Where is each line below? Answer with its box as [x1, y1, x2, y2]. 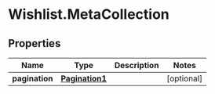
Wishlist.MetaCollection [8, 5, 170, 23]
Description [114, 60, 159, 70]
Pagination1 [60, 73, 107, 84]
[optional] [166, 73, 203, 84]
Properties [8, 37, 61, 50]
